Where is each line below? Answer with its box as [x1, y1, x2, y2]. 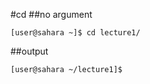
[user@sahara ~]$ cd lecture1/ [10, 28, 141, 38]
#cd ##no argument [10, 9, 93, 20]
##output [10, 45, 49, 57]
